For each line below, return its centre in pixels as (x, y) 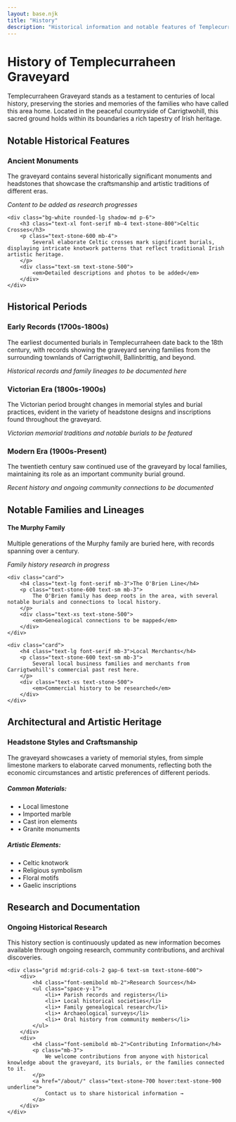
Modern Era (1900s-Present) (57, 451)
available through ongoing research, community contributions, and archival (116, 950)
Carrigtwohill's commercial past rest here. (73, 669)
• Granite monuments (49, 828)
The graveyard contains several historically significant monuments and (110, 176)
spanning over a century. (43, 550)
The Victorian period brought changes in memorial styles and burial (105, 404)
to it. (17, 1069)
